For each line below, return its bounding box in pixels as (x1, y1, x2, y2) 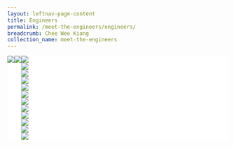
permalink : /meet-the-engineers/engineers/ (7, 23, 137, 30)
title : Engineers (7, 17, 58, 24)
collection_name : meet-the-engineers (7, 36, 118, 43)
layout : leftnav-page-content (7, 10, 96, 17)
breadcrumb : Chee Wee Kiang (7, 29, 90, 37)
